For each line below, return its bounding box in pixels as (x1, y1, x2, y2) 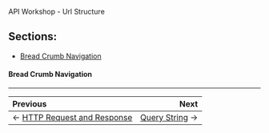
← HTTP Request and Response (12, 112, 133, 123)
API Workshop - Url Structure (8, 7, 106, 16)
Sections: (8, 30, 58, 43)
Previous (12, 99, 47, 110)
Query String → (139, 112, 199, 123)
